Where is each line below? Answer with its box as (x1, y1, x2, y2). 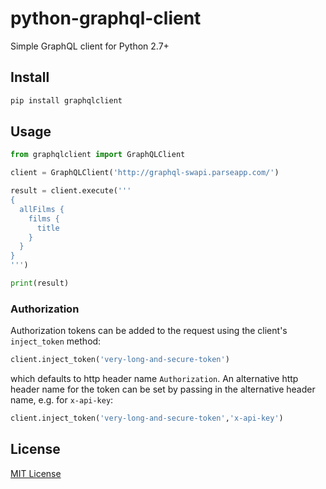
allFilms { (19, 204, 65, 214)
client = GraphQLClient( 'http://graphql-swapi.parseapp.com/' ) (10, 168, 280, 178)
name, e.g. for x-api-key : (10, 394, 114, 406)
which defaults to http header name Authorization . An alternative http (10, 373, 299, 385)
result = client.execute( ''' (10, 186, 132, 196)
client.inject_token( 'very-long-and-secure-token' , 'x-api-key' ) (10, 413, 284, 424)
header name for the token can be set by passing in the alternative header (10, 383, 316, 396)
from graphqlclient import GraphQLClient (10, 150, 186, 160)
